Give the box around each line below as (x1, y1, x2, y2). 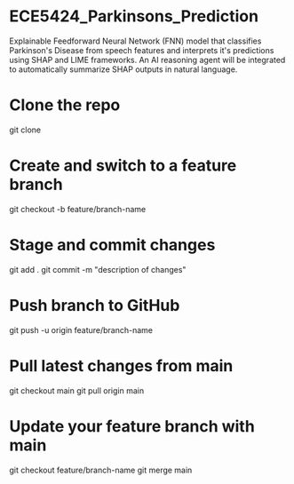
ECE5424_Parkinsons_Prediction (9, 6, 259, 27)
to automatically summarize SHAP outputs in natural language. (9, 64, 238, 75)
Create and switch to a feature (9, 155, 237, 176)
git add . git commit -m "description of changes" (9, 264, 187, 274)
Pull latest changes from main (9, 355, 234, 376)
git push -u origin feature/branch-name (9, 324, 154, 335)
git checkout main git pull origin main (9, 385, 145, 396)
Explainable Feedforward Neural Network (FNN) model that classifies (9, 36, 262, 46)
